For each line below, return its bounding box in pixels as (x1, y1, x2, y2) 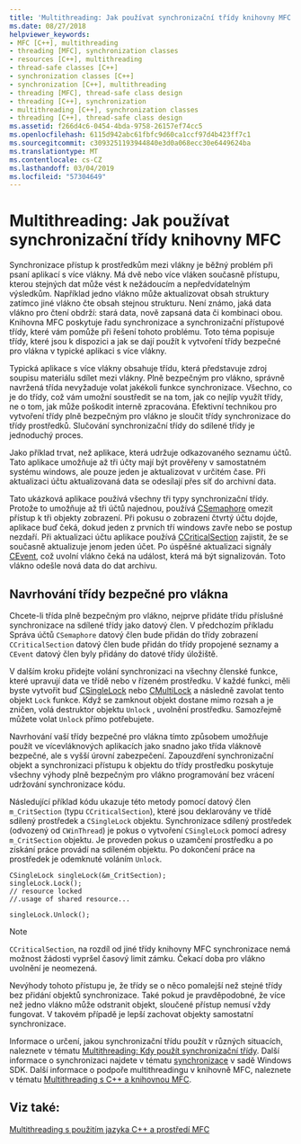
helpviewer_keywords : (9, 30, 91, 39)
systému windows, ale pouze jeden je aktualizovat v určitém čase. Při (9, 467, 267, 478)
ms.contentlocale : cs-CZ (9, 155, 102, 165)
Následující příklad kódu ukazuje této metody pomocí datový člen (9, 797, 252, 807)
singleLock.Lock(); (9, 879, 83, 888)
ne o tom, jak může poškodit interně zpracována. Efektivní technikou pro (9, 401, 277, 412)
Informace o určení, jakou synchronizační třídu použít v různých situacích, (9, 1036, 283, 1046)
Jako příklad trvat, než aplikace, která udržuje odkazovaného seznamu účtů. (9, 447, 292, 459)
